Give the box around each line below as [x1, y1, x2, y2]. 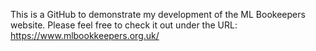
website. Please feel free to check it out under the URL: [10, 19, 238, 31]
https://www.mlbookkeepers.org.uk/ [10, 30, 160, 41]
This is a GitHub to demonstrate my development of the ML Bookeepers [10, 9, 306, 20]
